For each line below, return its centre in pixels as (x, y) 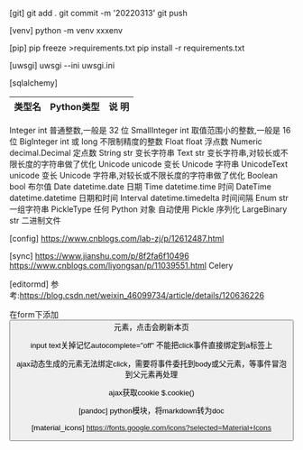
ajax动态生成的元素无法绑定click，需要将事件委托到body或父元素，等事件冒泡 (151, 364)
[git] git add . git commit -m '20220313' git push (98, 13)
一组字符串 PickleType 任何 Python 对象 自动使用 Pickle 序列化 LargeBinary (148, 209)
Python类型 (75, 107)
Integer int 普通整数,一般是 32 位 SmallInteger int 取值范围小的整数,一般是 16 (150, 130)
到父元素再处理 (151, 375)
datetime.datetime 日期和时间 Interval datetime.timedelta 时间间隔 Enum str (149, 198)
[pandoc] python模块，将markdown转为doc (151, 411)
